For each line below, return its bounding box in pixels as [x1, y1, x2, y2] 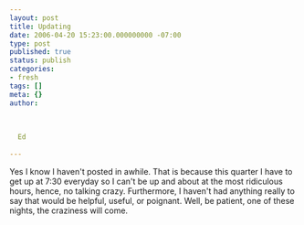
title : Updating [9, 22, 71, 31]
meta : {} [9, 90, 43, 99]
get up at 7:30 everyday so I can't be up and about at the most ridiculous [9, 176, 283, 187]
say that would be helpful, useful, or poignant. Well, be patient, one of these [9, 195, 295, 206]
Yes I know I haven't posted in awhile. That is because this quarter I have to [9, 166, 293, 177]
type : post [9, 38, 51, 48]
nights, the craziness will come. [9, 205, 129, 216]
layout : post [9, 13, 59, 23]
